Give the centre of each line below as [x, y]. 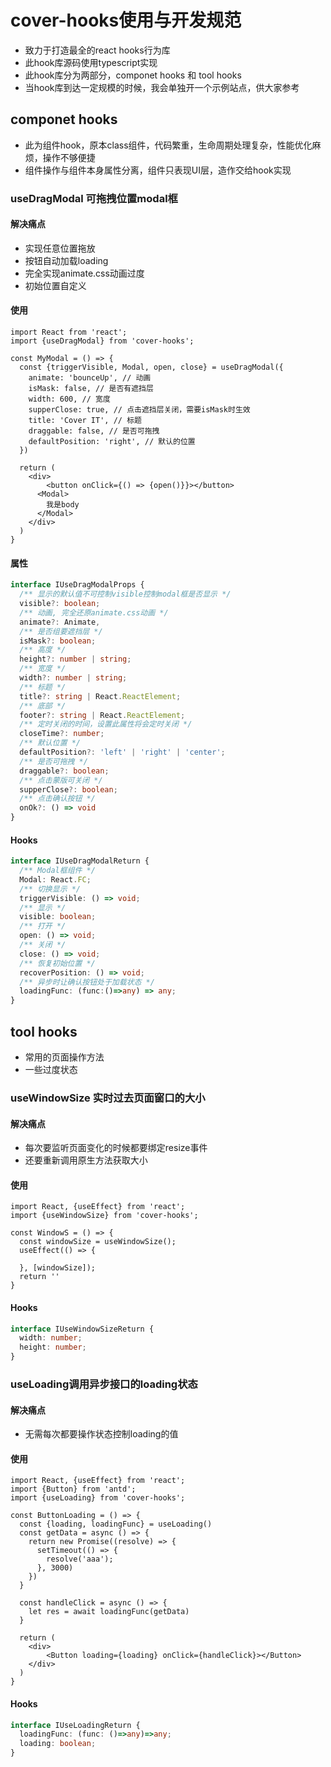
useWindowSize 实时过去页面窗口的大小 [108, 1098]
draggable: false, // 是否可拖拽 [94, 431]
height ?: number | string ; [75, 659]
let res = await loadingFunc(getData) [109, 1612]
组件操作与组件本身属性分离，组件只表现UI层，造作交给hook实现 [158, 170]
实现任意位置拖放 [60, 248]
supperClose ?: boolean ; [68, 789]
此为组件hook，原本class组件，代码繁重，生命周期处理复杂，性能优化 [168, 145]
